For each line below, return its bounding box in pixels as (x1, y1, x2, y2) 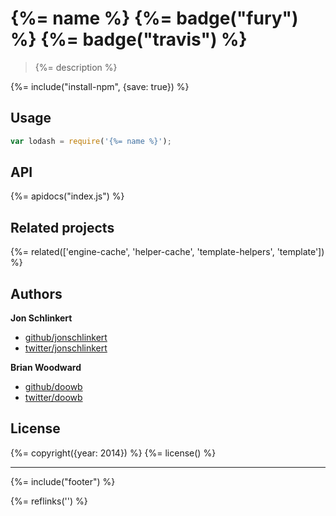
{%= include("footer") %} (10, 475, 116, 487)
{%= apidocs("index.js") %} (10, 190, 125, 202)
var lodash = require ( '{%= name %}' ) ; (10, 136, 172, 146)
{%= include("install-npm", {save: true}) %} (10, 80, 190, 92)
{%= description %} (34, 61, 118, 73)
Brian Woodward (10, 362, 82, 374)
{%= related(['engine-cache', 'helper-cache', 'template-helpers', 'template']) (10, 246, 325, 258)
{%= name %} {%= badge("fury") (10, 7, 299, 30)
